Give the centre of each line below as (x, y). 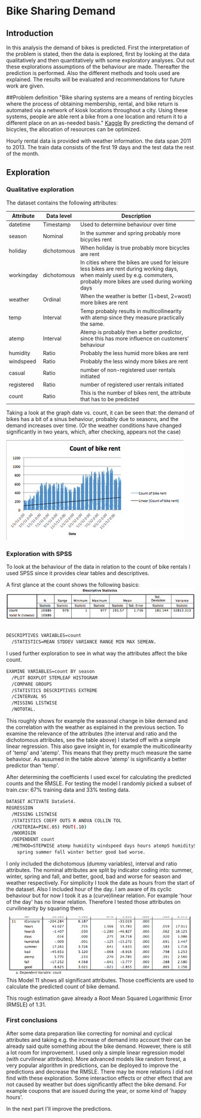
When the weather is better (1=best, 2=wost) (135, 296)
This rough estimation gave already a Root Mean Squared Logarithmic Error (99, 998)
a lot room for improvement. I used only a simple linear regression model (95, 1052)
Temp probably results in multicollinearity (131, 311)
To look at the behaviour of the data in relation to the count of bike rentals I (98, 566)
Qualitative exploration (40, 190)
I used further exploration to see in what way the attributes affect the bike (97, 653)
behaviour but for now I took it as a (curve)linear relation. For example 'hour (99, 895)
